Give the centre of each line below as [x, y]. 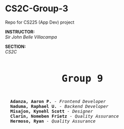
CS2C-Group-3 [37, 9]
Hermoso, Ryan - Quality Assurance [53, 121]
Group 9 [82, 78]
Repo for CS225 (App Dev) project [40, 22]
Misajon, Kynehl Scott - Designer [51, 111]
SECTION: [15, 46]
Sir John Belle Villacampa [31, 37]
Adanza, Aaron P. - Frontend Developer [58, 101]
